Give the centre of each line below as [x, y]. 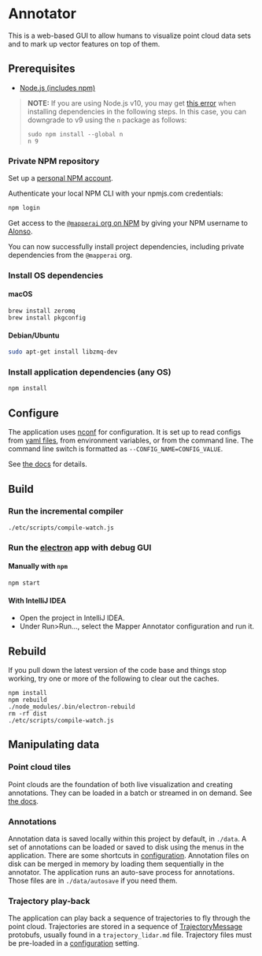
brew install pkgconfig [47, 318]
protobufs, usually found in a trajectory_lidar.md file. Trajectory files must [130, 935]
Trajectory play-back [49, 901]
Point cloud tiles [40, 767]
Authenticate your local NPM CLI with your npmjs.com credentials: [116, 193]
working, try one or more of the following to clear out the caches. [114, 678]
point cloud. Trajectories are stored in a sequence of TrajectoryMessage [125, 927]
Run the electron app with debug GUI [80, 547]
